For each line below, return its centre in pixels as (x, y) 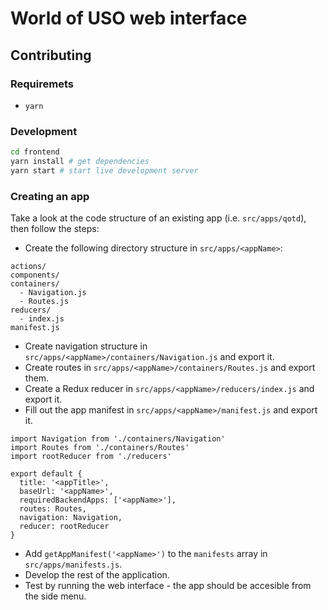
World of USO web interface (129, 18)
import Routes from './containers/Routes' (100, 448)
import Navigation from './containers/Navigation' (118, 439)
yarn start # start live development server (104, 170)
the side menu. (55, 596)
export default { (46, 474)
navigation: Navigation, (71, 518)
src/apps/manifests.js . (73, 564)
